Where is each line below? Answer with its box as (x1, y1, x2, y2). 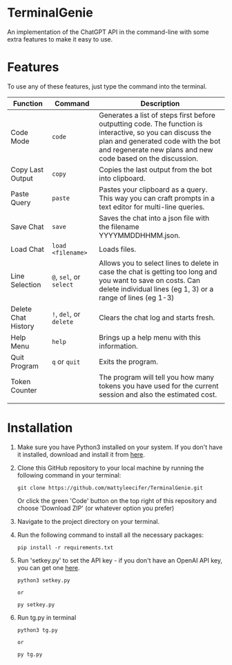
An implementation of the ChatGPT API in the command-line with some (7, 28, 209, 36)
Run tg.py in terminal (17, 613, 77, 621)
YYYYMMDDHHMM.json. (99, 230, 181, 240)
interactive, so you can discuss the (99, 127, 212, 137)
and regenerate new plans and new (99, 145, 213, 154)
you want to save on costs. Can (99, 275, 200, 285)
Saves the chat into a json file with (99, 213, 209, 223)
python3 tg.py (17, 626, 58, 634)
